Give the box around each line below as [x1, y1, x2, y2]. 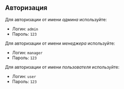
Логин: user [12, 73, 36, 79]
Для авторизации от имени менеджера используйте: [5, 40, 115, 46]
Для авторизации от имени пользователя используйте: [5, 64, 120, 70]
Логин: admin [12, 26, 39, 32]
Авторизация [5, 4, 47, 12]
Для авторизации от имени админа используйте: [5, 16, 107, 22]
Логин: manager [12, 50, 43, 55]
